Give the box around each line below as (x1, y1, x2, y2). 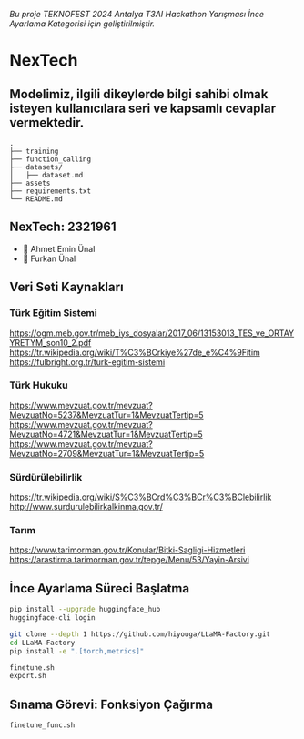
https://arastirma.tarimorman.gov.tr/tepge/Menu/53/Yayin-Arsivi (9, 554, 250, 565)
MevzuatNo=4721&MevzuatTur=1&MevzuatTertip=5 (9, 429, 203, 440)
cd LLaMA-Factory (9, 638, 76, 647)
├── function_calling (9, 155, 92, 164)
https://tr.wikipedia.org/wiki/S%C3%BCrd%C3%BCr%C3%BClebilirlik (9, 491, 272, 502)
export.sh (9, 672, 47, 681)
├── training (9, 147, 59, 156)
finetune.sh (9, 663, 55, 673)
